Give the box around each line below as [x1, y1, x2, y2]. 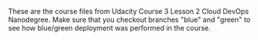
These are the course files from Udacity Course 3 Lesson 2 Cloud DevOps [8, 7, 249, 16]
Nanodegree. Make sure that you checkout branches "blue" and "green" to [8, 15, 251, 24]
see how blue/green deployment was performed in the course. [8, 24, 211, 32]
